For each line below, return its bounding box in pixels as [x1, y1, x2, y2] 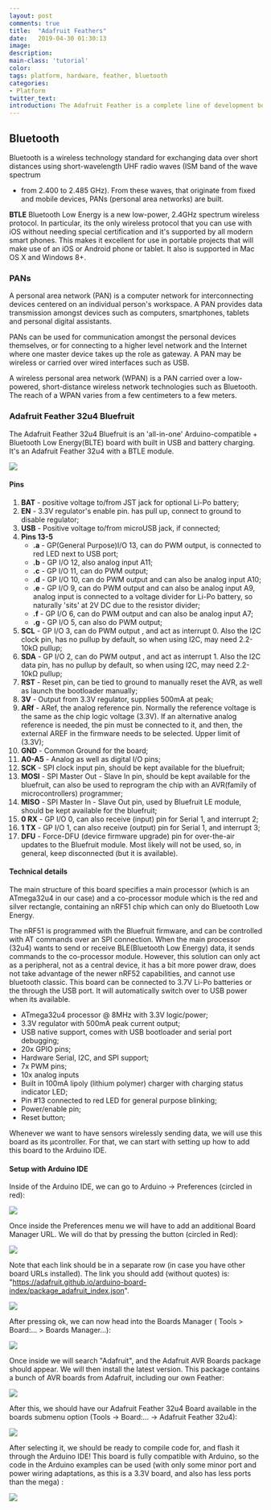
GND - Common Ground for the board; [20, 746, 149, 755]
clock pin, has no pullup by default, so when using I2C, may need [20, 634, 238, 644]
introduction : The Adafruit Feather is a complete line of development [9, 101, 254, 110]
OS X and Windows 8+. [9, 252, 87, 262]
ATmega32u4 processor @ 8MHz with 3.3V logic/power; [20, 1010, 208, 1020]
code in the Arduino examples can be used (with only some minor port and [9, 1460, 257, 1470]
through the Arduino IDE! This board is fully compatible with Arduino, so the [9, 1451, 260, 1462]
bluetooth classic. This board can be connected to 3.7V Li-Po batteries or [9, 977, 253, 987]
